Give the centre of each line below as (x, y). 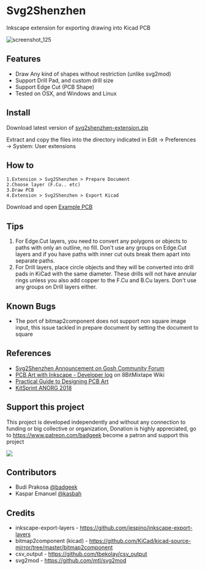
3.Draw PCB (20, 190)
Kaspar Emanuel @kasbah (48, 494)
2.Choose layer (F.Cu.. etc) (43, 185)
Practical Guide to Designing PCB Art (62, 381)
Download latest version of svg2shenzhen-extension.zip (77, 127)
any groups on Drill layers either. (56, 287)
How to (20, 165)
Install (18, 113)
